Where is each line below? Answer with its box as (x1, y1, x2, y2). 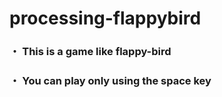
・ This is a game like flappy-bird (9, 45, 172, 59)
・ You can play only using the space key (9, 74, 212, 88)
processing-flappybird (9, 7, 202, 30)
